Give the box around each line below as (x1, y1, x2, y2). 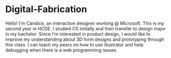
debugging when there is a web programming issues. (5, 47, 118, 53)
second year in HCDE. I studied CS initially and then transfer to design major (5, 25, 166, 31)
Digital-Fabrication (5, 4, 87, 15)
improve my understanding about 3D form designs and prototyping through (5, 36, 164, 42)
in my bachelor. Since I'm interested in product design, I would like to (5, 31, 151, 37)
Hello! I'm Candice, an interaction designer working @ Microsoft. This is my (5, 20, 164, 26)
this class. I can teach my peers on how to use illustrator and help (5, 41, 144, 47)
